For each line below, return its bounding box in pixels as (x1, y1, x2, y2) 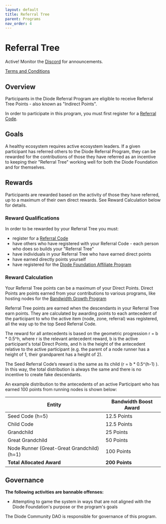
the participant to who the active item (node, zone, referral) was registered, (5, 316, 158, 322)
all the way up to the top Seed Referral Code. (5, 321, 97, 327)
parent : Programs (5, 16, 41, 21)
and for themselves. (5, 164, 46, 170)
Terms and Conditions (5, 68, 50, 74)
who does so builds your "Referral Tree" (12, 246, 94, 252)
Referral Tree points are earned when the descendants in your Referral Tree (5, 305, 160, 311)
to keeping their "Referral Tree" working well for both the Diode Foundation (5, 159, 158, 165)
